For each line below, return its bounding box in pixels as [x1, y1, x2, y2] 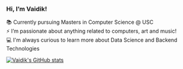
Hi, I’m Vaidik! [6, 5, 47, 13]
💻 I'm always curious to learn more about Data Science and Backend [6, 36, 178, 43]
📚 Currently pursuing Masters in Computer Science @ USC [6, 18, 154, 26]
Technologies [6, 45, 40, 52]
